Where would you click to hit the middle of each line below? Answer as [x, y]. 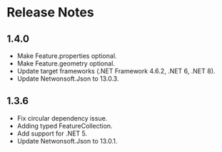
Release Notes [50, 12]
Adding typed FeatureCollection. [65, 126]
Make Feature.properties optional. [67, 56]
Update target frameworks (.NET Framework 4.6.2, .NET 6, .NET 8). [116, 71]
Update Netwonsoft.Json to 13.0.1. [67, 141]
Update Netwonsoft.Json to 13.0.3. [68, 78]
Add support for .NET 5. [52, 133]
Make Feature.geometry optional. [66, 64]
